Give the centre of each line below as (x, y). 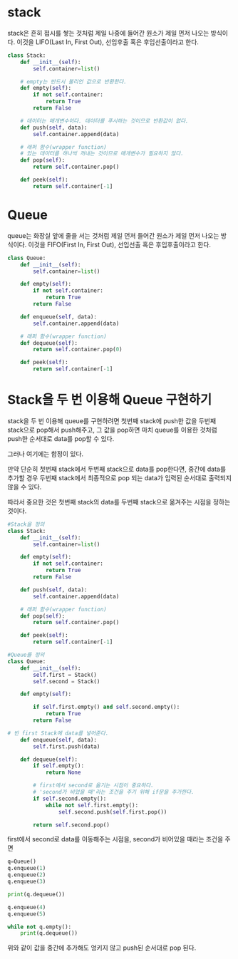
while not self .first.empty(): (92, 805)
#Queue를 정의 (26, 655)
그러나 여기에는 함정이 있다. (46, 454)
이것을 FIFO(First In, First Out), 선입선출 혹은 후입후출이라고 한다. (120, 244)
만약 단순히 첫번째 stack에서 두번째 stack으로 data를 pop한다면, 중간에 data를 (117, 469)
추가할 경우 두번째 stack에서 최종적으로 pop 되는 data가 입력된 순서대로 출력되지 (119, 477)
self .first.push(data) (67, 746)
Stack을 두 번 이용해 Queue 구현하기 (110, 400)
